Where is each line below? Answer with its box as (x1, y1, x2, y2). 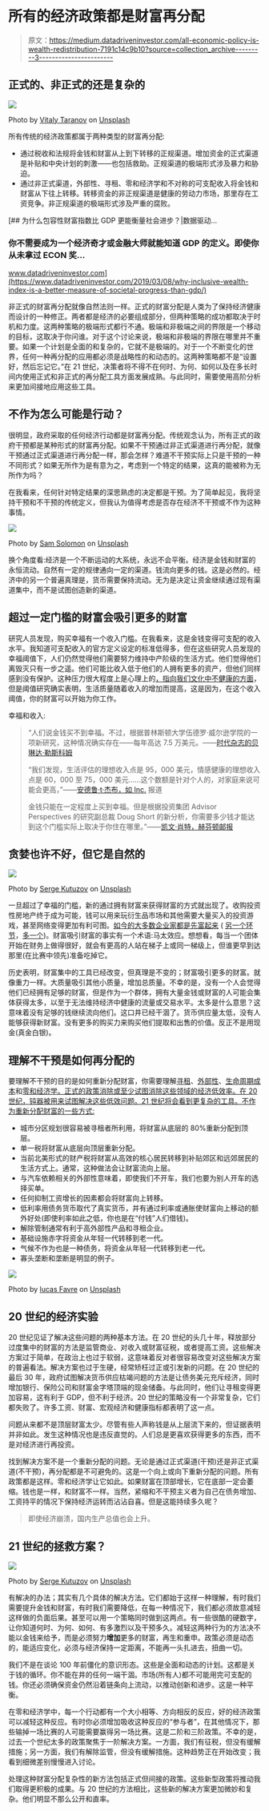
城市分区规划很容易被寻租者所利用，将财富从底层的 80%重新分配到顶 (19, 1123, 248, 1133)
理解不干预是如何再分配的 (8, 1053, 134, 1067)
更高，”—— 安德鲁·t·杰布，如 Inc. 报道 (42, 784, 163, 794)
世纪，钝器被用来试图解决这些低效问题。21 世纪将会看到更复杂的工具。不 (8, 1097, 250, 1106)
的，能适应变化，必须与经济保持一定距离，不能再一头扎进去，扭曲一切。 (8, 1643, 247, 1652)
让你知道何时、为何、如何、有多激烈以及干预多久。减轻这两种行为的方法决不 (8, 1623, 261, 1632)
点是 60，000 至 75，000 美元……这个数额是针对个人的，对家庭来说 (27, 775, 254, 784)
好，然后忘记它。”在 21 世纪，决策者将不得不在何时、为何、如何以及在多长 (8, 362, 251, 372)
